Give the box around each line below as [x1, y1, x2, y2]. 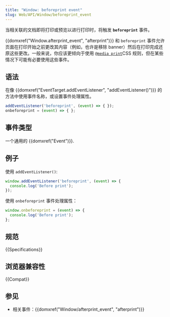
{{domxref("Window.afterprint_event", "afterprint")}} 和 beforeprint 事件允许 [5, 37, 165, 44]
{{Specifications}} [5, 246, 43, 252]
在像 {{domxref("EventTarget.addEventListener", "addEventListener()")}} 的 [5, 87, 162, 93]
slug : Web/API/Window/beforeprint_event [5, 12, 92, 17]
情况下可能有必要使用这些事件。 [5, 56, 72, 62]
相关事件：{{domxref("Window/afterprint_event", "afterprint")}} [12, 306, 145, 312]
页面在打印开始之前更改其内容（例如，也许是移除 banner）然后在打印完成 [5, 44, 159, 50]
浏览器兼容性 [5, 262, 46, 271]
